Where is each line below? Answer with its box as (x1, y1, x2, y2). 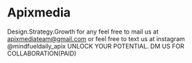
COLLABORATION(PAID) (7, 49, 77, 58)
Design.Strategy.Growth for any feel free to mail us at (7, 27, 159, 36)
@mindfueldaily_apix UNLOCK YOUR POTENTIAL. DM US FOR (7, 42, 185, 50)
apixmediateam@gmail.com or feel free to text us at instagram (7, 34, 185, 42)
